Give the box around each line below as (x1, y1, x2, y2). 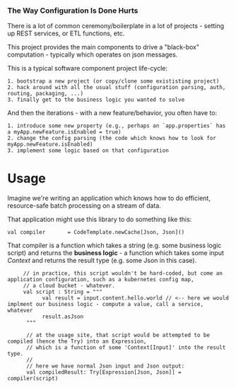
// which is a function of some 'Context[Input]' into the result (25, 344, 226, 351)
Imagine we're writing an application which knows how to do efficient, (7, 194, 211, 203)
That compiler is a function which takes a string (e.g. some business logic (7, 241, 222, 249)
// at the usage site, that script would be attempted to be (25, 331, 211, 339)
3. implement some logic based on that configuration (7, 147, 170, 154)
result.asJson (42, 313, 83, 320)
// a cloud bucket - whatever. (23, 282, 115, 290)
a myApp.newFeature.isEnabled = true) (7, 129, 122, 136)
